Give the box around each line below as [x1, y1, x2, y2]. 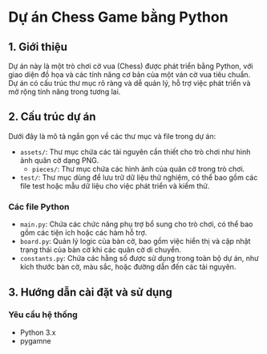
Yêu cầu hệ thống [8, 309, 78, 320]
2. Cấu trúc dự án [8, 110, 96, 124]
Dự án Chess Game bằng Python [8, 8, 229, 26]
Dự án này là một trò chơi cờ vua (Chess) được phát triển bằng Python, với [8, 61, 253, 71]
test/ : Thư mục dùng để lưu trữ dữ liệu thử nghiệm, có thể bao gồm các [19, 173, 258, 182]
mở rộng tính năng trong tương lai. [8, 87, 121, 96]
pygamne [19, 336, 51, 345]
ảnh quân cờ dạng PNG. [19, 155, 99, 165]
